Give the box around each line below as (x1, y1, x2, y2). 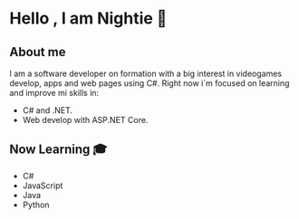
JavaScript (22, 180, 63, 191)
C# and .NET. (22, 105, 73, 116)
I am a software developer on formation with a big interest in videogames (9, 68, 283, 79)
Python (22, 199, 50, 210)
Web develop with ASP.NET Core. (22, 115, 149, 125)
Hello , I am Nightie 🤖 (9, 8, 168, 29)
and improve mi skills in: (9, 88, 100, 98)
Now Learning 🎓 (9, 142, 108, 157)
